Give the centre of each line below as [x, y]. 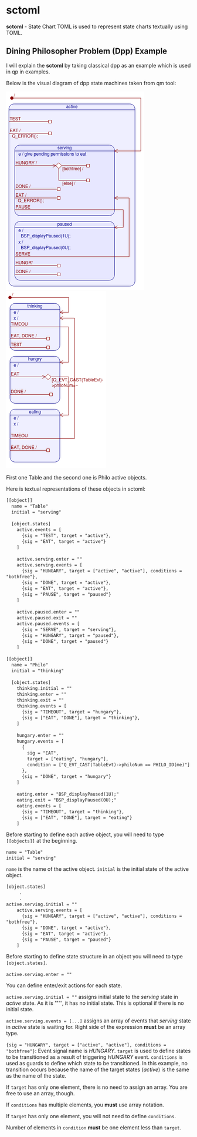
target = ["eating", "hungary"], [68, 759]
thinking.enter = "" [42, 694]
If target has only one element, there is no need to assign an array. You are [97, 1087]
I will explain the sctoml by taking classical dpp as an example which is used [98, 65]
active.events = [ [39, 529]
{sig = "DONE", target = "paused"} [65, 641]
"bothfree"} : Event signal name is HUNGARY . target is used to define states [98, 1051]
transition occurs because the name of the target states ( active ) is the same [98, 1069]
